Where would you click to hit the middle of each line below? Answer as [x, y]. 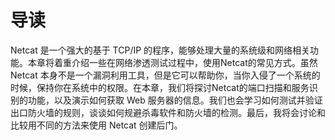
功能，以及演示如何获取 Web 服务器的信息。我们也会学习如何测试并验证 [175, 100]
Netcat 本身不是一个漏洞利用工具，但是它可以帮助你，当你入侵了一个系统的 [165, 75]
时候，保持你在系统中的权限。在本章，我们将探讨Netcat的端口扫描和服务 [160, 87]
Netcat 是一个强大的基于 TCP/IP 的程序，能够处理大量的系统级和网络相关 [160, 50]
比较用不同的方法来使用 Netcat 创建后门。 [96, 125]
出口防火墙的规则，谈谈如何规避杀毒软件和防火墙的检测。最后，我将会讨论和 [168, 112]
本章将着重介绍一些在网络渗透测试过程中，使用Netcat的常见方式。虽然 [172, 62]
